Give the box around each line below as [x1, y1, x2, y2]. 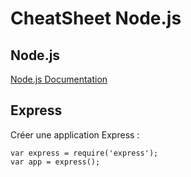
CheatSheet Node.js [10, 7, 182, 30]
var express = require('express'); [10, 148, 159, 158]
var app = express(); [10, 157, 101, 167]
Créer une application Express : [10, 128, 140, 141]
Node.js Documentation [10, 73, 108, 85]
